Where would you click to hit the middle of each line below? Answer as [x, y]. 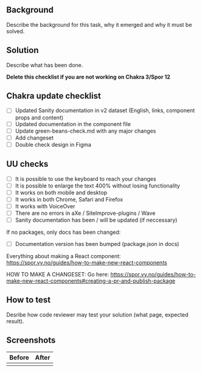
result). [15, 321]
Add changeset [34, 138]
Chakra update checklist [54, 96]
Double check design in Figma [53, 144]
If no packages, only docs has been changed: [64, 232]
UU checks [27, 164]
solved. [16, 31]
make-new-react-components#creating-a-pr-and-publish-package [91, 281]
